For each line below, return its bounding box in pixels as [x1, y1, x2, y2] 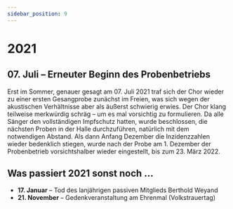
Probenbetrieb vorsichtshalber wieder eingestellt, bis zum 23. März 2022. [7, 147, 221, 156]
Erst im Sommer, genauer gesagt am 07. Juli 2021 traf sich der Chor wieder [7, 87, 225, 96]
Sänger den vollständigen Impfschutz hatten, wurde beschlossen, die [7, 117, 208, 125]
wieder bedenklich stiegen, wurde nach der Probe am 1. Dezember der [7, 139, 212, 148]
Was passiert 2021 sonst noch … [7, 167, 154, 179]
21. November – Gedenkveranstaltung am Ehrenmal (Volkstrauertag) [17, 194, 216, 202]
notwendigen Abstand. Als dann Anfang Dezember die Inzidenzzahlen [7, 132, 211, 141]
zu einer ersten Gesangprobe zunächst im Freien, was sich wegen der [7, 94, 210, 103]
